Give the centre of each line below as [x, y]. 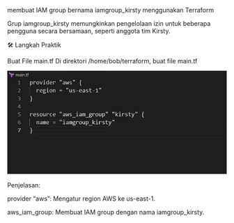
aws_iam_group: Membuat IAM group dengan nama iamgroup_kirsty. [106, 213]
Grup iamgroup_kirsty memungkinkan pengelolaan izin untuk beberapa [109, 23]
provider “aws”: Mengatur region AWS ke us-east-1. [81, 199]
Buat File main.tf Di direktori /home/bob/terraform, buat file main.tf [102, 61]
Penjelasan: [24, 185]
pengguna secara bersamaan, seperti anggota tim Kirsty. [89, 31]
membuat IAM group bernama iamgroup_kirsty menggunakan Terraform [111, 10]
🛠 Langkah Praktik [34, 45]
